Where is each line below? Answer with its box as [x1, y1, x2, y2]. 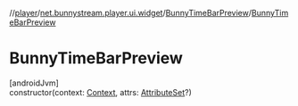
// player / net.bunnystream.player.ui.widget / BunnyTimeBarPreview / [9, 8, 252, 18]
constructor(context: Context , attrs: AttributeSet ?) [9, 86, 192, 97]
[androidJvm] [9, 77, 60, 88]
